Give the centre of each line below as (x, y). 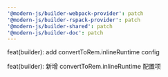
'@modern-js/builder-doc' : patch (55, 33)
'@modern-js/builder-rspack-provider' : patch (74, 20)
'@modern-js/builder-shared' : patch (60, 26)
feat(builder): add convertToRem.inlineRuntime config (84, 52)
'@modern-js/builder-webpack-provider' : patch (75, 13)
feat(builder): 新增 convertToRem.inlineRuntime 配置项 (84, 67)
